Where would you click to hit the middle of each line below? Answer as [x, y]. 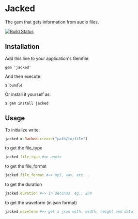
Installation [22, 47]
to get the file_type [24, 148]
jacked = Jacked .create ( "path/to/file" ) [46, 139]
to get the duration [23, 184]
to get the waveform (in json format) [41, 203]
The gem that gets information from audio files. [52, 22]
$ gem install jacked [27, 103]
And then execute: [23, 76]
